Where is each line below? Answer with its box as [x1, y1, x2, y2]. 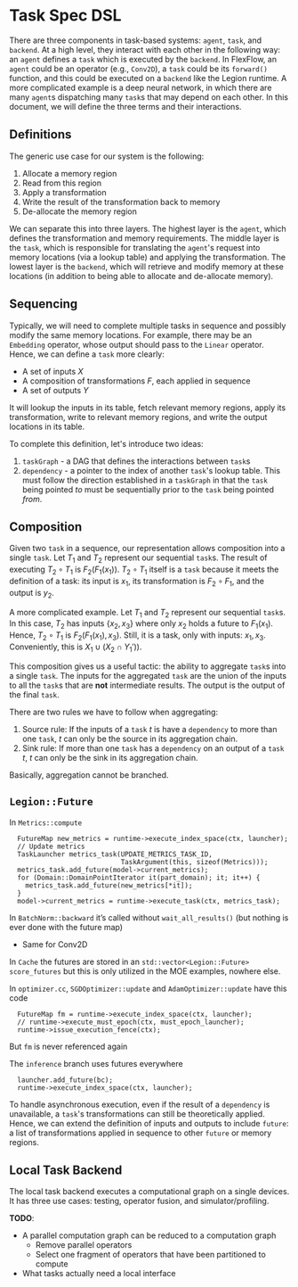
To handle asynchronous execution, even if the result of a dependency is [9, 1099, 270, 1110]
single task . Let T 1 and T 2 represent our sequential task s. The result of [9, 552, 269, 565]
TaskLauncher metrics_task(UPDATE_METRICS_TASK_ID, [17, 849, 213, 859]
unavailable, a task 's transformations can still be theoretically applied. [9, 1108, 265, 1119]
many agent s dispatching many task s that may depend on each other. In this [9, 91, 289, 103]
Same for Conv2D [21, 938, 88, 950]
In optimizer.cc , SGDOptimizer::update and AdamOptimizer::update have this [9, 983, 287, 994]
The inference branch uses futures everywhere [9, 1058, 184, 1068]
